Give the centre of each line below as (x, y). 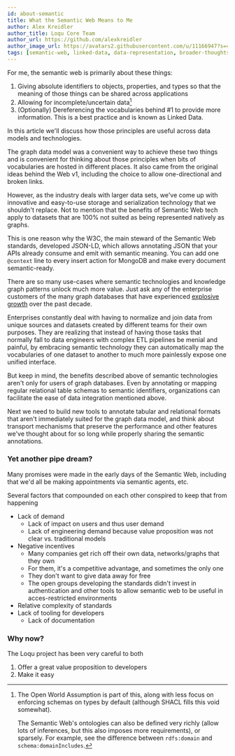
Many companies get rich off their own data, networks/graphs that (123, 553)
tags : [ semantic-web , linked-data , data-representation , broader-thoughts (119, 53)
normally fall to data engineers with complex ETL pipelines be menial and (113, 339)
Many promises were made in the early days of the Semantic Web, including (117, 474)
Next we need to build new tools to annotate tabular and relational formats (114, 411)
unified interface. (32, 362)
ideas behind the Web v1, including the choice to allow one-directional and (114, 174)
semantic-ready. (31, 268)
